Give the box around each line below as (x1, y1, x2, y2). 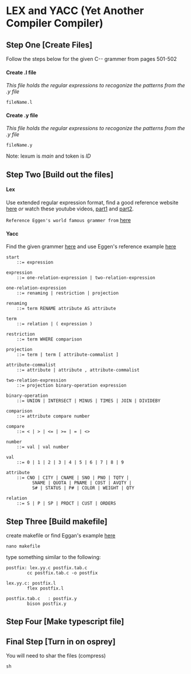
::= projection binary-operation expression (16, 383, 127, 389)
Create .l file (6, 69, 37, 76)
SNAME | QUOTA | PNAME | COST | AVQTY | (32, 480, 132, 486)
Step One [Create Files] (6, 40, 92, 50)
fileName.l (6, 100, 33, 105)
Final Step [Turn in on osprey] (6, 636, 116, 646)
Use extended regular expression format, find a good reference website (6, 199, 179, 206)
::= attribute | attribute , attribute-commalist (16, 367, 140, 373)
